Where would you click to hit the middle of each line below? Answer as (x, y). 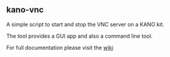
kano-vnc (25, 10)
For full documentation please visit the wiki (60, 47)
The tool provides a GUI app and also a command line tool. (80, 36)
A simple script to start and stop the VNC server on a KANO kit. (85, 24)
